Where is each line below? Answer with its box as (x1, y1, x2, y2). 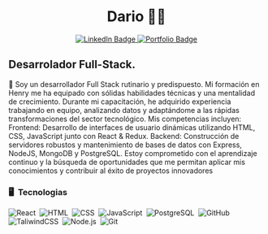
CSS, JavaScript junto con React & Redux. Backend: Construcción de (8, 131, 240, 141)
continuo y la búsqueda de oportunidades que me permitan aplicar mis (8, 157, 246, 167)
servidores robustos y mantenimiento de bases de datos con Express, (8, 140, 242, 149)
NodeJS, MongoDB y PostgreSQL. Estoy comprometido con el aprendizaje (8, 148, 257, 158)
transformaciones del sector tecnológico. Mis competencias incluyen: (8, 114, 242, 123)
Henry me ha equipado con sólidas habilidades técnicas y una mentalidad (8, 88, 256, 97)
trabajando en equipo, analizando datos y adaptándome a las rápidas (8, 105, 240, 115)
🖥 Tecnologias (8, 186, 67, 197)
